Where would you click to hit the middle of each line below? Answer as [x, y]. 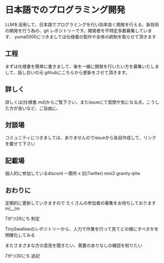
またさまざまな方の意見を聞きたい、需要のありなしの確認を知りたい [74, 245]
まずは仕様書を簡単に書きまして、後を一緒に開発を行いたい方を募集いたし [80, 66]
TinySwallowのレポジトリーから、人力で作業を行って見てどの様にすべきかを [82, 229]
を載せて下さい [20, 144]
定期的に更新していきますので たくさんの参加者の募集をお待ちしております [81, 203]
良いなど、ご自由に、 [39, 108]
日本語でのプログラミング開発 [65, 10]
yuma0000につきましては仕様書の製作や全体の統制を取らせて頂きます [85, 37]
